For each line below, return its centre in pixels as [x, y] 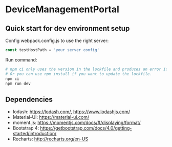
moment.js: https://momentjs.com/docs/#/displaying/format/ [77, 123]
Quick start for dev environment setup [68, 28]
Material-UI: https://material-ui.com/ [51, 117]
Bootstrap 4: [26, 128]
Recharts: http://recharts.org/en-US [50, 139]
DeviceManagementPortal [62, 9]
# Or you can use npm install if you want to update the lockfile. [79, 74]
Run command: [21, 59]
